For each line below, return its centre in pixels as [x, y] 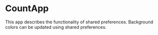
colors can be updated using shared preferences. [56, 27]
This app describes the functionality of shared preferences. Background [79, 22]
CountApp [27, 9]
